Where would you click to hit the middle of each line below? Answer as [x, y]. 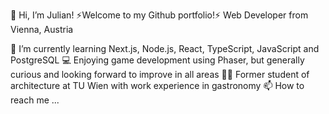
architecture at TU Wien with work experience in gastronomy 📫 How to [157, 85]
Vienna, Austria [42, 29]
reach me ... [35, 100]
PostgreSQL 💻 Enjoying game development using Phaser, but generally [157, 60]
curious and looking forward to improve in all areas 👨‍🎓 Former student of [160, 74]
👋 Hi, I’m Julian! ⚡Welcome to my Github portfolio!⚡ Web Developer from [159, 15]
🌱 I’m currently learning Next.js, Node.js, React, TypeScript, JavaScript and [165, 48]
